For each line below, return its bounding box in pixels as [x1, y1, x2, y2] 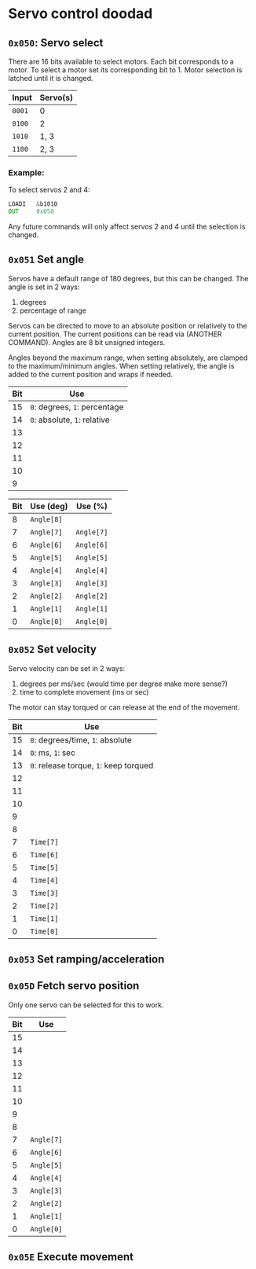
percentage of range [19, 306, 86, 315]
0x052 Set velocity [8, 643, 97, 656]
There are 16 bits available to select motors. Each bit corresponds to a [8, 57, 234, 66]
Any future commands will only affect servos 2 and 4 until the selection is [8, 222, 246, 232]
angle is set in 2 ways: [8, 282, 80, 292]
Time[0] [30, 926, 59, 936]
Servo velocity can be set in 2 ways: [8, 663, 126, 673]
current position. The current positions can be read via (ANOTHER [8, 329, 222, 339]
